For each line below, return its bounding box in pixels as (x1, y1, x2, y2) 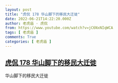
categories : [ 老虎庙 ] (5, 39, 52, 44)
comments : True (5, 35, 36, 40)
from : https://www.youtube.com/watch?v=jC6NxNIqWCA (5, 26, 113, 30)
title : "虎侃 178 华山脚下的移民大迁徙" (5, 12, 80, 17)
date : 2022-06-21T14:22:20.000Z (5, 16, 71, 21)
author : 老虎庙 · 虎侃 (5, 21, 48, 26)
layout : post (5, 7, 32, 12)
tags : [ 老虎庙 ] (5, 30, 38, 35)
